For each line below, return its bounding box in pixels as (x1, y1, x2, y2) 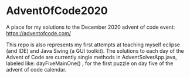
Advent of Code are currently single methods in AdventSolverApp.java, (6, 53, 177, 60)
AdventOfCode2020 (6, 4, 108, 18)
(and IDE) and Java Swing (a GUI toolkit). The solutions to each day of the (6, 47, 184, 54)
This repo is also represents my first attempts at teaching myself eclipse (6, 41, 181, 48)
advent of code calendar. (6, 66, 67, 73)
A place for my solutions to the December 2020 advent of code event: (6, 23, 175, 30)
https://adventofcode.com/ (6, 29, 72, 36)
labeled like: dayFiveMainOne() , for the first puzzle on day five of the (6, 60, 174, 67)
